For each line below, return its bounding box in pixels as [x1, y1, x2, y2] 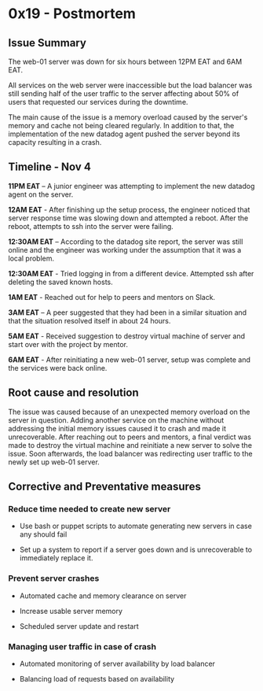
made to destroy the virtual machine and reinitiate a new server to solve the [8, 440, 253, 449]
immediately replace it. [19, 553, 93, 563]
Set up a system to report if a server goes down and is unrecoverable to [19, 545, 253, 555]
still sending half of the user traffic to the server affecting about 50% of [8, 89, 239, 98]
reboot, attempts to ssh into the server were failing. [8, 221, 174, 231]
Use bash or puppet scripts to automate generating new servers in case [19, 521, 253, 531]
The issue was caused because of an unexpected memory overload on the [8, 407, 250, 416]
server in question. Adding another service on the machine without [8, 415, 225, 425]
